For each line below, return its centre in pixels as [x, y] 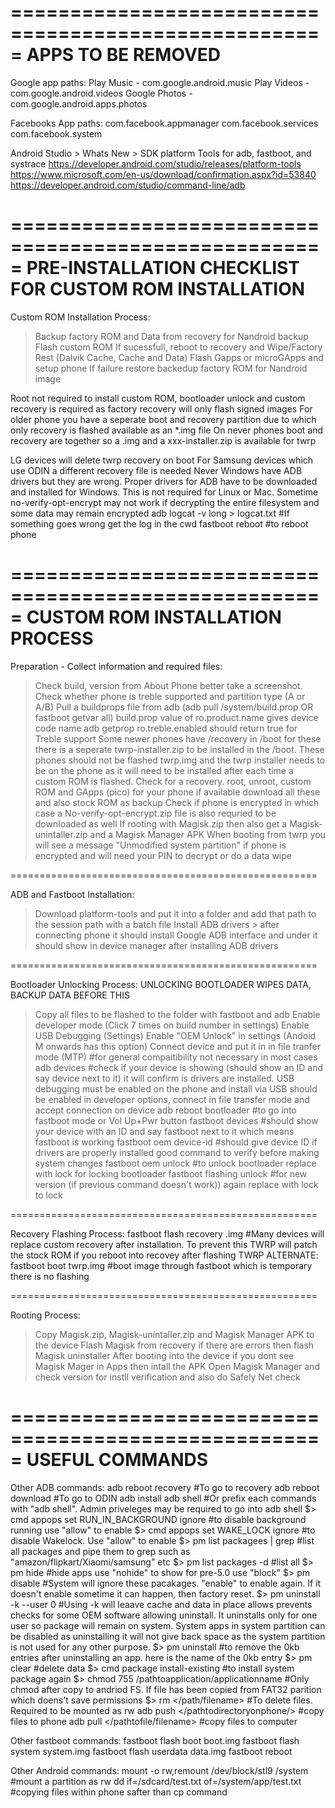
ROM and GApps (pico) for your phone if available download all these [177, 792]
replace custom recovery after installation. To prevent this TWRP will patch [164, 1244]
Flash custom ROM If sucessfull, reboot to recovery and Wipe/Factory [178, 347]
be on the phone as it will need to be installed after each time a [164, 770]
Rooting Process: [45, 1315]
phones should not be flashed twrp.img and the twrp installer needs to [180, 760]
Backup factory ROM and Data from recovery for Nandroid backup [171, 336]
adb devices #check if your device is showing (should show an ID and [178, 1067]
